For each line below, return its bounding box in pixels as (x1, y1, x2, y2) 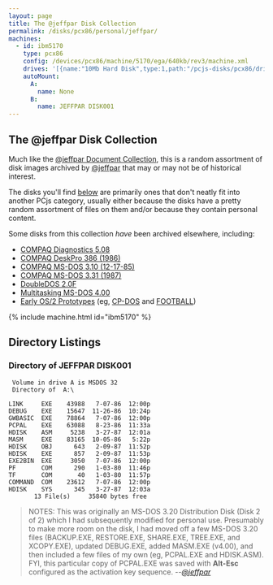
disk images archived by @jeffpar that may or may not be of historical (8, 162, 241, 172)
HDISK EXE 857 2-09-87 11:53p (8, 449, 151, 457)
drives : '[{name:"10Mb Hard (23, 65, 118, 73)
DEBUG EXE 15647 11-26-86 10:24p (8, 407, 151, 415)
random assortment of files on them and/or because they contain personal (8, 204, 258, 214)
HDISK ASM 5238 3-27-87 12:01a (8, 428, 151, 436)
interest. (8, 171, 37, 181)
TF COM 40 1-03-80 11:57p (8, 470, 151, 479)
